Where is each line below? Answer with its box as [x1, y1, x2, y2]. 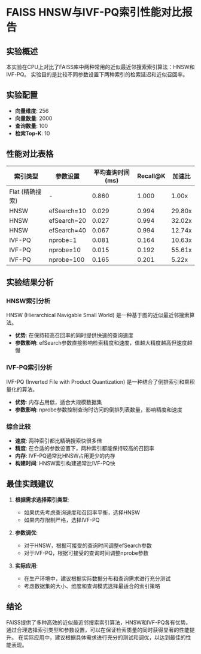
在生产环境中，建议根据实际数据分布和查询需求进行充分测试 [23, 575, 171, 582]
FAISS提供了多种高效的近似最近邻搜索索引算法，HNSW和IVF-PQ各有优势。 [6, 619, 191, 626]
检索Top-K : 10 [14, 130, 50, 137]
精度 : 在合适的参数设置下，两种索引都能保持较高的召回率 [14, 444, 154, 452]
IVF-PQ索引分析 [6, 363, 53, 372]
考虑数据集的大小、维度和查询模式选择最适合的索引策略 [23, 582, 160, 589]
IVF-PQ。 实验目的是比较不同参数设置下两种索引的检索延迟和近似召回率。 [6, 71, 188, 78]
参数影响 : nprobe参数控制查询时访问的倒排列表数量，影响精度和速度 [14, 406, 182, 413]
